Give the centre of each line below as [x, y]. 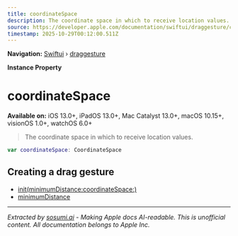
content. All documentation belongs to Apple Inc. [79, 225]
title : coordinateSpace [42, 14]
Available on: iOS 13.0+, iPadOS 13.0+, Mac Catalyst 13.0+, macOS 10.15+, [116, 116]
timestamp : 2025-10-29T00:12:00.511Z [63, 34]
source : [19, 27]
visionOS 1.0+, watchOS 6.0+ [50, 123]
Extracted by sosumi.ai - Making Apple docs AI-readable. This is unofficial [116, 217]
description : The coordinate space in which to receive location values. [119, 21]
